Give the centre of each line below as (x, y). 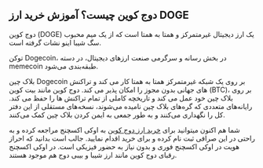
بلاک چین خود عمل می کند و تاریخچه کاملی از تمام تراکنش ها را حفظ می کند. (121, 98)
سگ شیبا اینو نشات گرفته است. (55, 42)
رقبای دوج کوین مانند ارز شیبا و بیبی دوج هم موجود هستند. (93, 155)
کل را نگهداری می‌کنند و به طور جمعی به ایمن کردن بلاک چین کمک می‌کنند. (117, 115)
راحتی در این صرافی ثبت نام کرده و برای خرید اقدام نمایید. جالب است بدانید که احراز (132, 138)
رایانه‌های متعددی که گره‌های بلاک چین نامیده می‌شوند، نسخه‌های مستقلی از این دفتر (131, 106)
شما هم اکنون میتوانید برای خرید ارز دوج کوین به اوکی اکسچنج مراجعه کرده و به (124, 130)
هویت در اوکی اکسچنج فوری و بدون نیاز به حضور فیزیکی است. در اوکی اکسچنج (124, 146)
